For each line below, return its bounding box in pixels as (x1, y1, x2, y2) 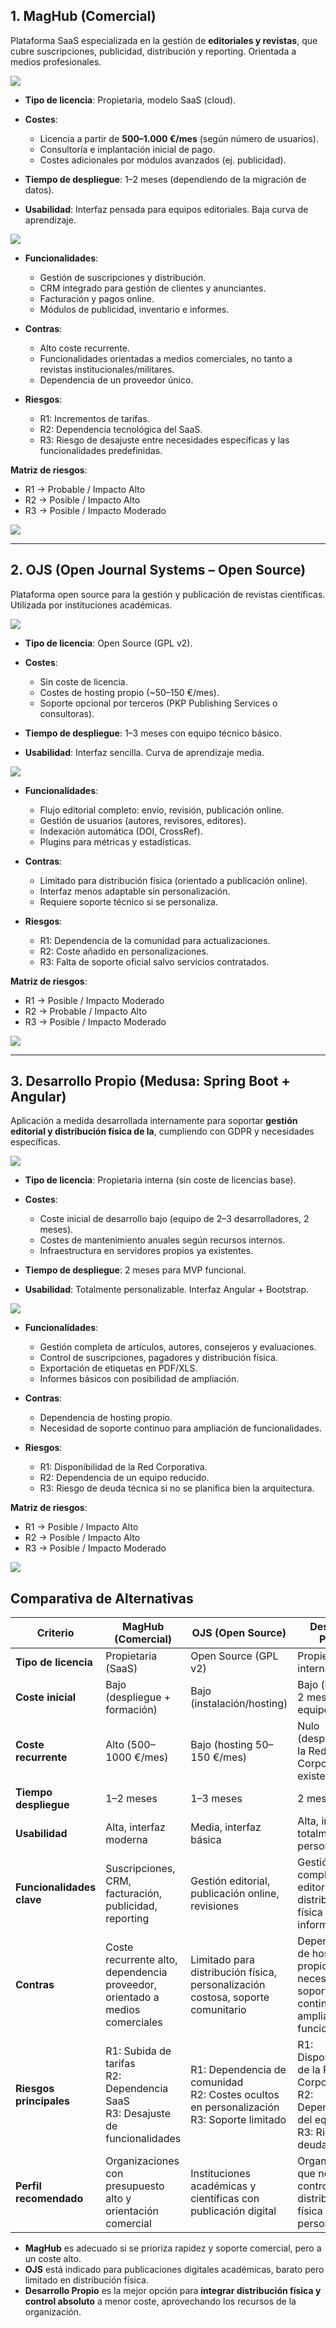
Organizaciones (105, 2154, 180, 2168)
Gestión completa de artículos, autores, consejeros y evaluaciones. (39, 1341, 317, 1353)
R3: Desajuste (105, 2107, 171, 2121)
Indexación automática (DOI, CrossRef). (39, 825, 203, 837)
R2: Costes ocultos (190, 2088, 280, 2102)
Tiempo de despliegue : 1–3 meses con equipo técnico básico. (24, 727, 282, 739)
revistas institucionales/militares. (39, 363, 175, 375)
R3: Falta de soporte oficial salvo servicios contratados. (39, 955, 270, 968)
